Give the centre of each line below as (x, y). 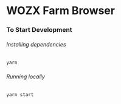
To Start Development (39, 30)
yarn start (20, 95)
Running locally (26, 76)
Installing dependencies (36, 44)
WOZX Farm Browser (61, 11)
